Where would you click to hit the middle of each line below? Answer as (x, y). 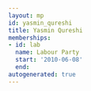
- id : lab (25, 45)
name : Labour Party (47, 52)
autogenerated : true (42, 74)
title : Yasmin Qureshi (45, 30)
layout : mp (26, 15)
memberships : (30, 38)
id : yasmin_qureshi (40, 23)
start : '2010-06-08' (49, 60)
